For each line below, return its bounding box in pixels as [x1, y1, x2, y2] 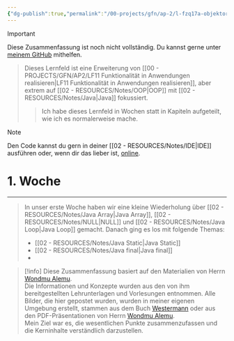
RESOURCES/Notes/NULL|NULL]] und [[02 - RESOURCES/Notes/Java [24, 218, 225, 226]
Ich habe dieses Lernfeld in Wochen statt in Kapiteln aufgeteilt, [41, 107, 221, 115]
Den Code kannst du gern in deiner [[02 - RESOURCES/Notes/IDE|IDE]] [7, 141, 212, 150]
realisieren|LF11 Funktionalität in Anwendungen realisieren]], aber [24, 78, 212, 87]
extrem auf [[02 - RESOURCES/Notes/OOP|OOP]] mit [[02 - [24, 86, 196, 94]
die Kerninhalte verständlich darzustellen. [24, 326, 144, 335]
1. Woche [7, 173, 61, 189]
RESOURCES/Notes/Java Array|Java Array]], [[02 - [24, 210, 171, 218]
